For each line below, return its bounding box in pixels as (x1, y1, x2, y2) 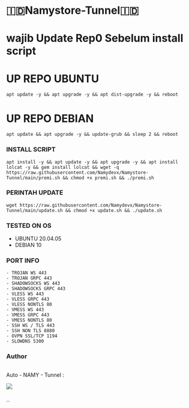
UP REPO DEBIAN (6, 112, 94, 125)
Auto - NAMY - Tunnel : (6, 371, 65, 379)
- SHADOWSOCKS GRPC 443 (6, 286, 66, 292)
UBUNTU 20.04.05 (14, 235, 62, 242)
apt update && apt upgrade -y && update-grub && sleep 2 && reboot (6, 132, 179, 138)
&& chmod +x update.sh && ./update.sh (65, 207, 163, 213)
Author (6, 352, 28, 361)
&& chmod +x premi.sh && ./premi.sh (62, 175, 154, 181)
